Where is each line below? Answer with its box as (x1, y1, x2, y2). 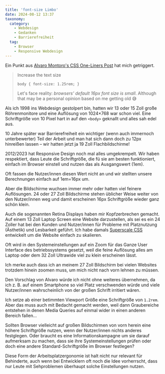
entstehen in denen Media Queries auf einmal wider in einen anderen (5, 307, 146, 313)
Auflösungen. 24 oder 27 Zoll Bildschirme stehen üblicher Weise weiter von (5, 191, 159, 197)
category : (9, 21, 30, 26)
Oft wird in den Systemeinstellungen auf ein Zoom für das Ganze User (5, 241, 148, 248)
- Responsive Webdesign (14, 49, 63, 53)
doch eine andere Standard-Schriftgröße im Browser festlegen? (5, 343, 135, 349)
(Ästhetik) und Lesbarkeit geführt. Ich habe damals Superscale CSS (5, 226, 143, 233)
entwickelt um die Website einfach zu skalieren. (5, 232, 102, 238)
